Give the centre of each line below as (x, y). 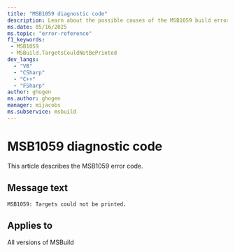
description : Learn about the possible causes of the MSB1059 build (109, 20)
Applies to (30, 225)
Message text (38, 188)
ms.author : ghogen (34, 99)
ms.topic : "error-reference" (50, 33)
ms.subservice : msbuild (42, 112)
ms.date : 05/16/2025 (37, 27)
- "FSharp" (29, 86)
